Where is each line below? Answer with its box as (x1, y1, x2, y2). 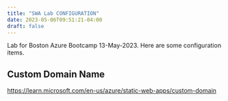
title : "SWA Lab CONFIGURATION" (7, 10, 99, 17)
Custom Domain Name (7, 68, 105, 80)
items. (7, 48, 25, 57)
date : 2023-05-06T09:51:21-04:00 (7, 16, 103, 23)
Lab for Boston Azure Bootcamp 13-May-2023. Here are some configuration (7, 42, 221, 50)
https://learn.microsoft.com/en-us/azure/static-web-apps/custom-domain (7, 87, 217, 95)
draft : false (7, 23, 45, 29)
